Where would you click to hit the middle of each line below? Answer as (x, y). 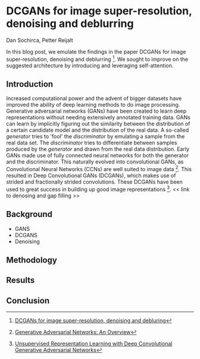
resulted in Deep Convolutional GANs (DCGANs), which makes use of (91, 176)
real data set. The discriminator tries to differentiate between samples (92, 143)
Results (21, 281)
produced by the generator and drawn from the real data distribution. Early (98, 149)
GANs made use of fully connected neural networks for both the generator (98, 156)
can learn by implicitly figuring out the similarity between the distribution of (98, 124)
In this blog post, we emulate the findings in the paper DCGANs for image (96, 51)
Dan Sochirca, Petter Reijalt (40, 40)
